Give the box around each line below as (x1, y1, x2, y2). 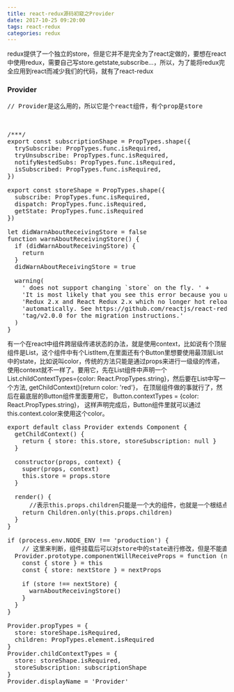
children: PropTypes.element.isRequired (14, 636, 155, 643)
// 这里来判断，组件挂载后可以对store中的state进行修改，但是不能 (22, 544, 223, 553)
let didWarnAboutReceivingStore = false (7, 228, 148, 236)
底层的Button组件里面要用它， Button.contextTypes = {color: (25, 392, 199, 400)
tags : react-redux (7, 23, 61, 30)
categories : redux (7, 29, 61, 37)
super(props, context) (22, 465, 100, 472)
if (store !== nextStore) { (22, 580, 118, 587)
